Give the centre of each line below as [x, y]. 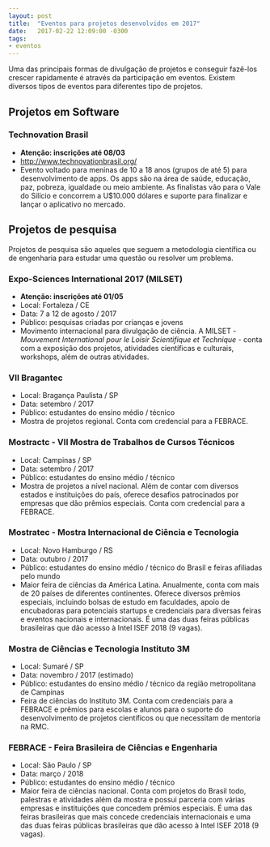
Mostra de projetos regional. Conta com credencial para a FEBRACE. [134, 421]
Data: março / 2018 [52, 774]
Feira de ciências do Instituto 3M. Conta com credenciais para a [127, 701]
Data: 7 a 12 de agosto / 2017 [68, 314]
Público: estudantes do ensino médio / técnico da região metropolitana [138, 684]
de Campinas [42, 692]
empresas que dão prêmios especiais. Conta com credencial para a [132, 503]
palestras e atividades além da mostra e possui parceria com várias [132, 800]
